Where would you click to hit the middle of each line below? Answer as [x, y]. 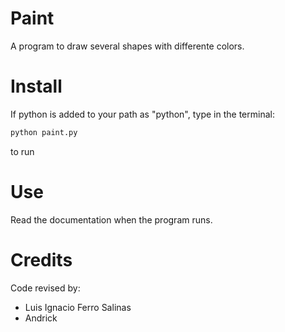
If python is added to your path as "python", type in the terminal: [142, 114]
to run [22, 151]
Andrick [41, 318]
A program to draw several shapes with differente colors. [127, 46]
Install [36, 86]
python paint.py [44, 132]
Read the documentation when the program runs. [111, 219]
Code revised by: [45, 288]
